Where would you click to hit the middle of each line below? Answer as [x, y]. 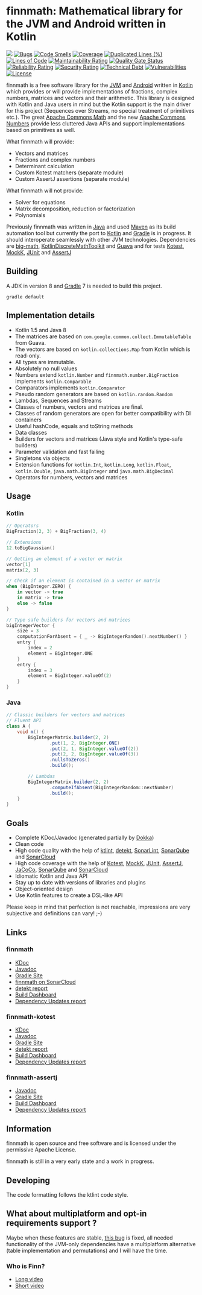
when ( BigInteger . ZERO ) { [39, 587]
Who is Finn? [26, 1266]
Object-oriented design [44, 889]
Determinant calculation [45, 166]
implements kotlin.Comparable [53, 381]
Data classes [31, 432]
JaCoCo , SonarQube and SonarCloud [62, 870]
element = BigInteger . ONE [61, 653]
